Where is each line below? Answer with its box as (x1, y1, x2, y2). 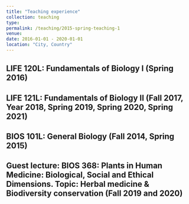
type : (6, 20, 19, 25)
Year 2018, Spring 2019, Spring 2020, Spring (6, 102, 173, 112)
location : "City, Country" (6, 42, 73, 48)
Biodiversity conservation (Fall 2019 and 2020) (6, 189, 183, 199)
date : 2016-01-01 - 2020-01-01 (6, 36, 83, 42)
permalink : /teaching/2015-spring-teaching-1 (6, 25, 120, 31)
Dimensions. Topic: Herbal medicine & (6, 179, 149, 189)
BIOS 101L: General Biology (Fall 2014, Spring (6, 131, 175, 142)
